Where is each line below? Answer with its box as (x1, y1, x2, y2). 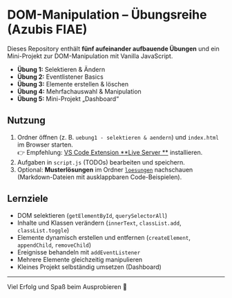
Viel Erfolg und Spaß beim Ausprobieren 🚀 (7, 282, 128, 290)
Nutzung (7, 115, 46, 127)
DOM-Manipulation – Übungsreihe (7, 7, 207, 23)
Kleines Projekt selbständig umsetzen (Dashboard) (17, 263, 162, 271)
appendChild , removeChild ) (17, 241, 92, 249)
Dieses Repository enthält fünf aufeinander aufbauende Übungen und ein (7, 44, 220, 53)
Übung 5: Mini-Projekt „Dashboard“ (17, 94, 119, 103)
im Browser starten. (17, 140, 74, 149)
